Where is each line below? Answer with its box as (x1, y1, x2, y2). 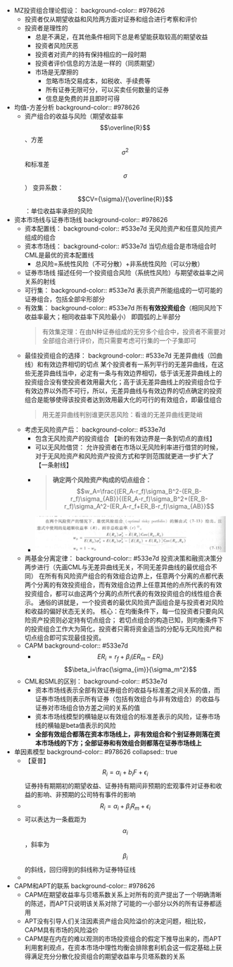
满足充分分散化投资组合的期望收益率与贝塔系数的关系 (30, 952, 185, 961)
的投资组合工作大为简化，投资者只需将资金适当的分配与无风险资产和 (24, 625, 222, 633)
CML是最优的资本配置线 (24, 250, 94, 259)
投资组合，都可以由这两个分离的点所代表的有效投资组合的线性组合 (24, 590, 216, 598)
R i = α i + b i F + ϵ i (101, 767, 149, 778)
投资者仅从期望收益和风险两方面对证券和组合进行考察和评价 (24, 15, 198, 23)
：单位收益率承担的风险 (24, 207, 93, 215)
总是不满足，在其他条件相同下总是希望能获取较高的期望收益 (34, 32, 208, 41)
